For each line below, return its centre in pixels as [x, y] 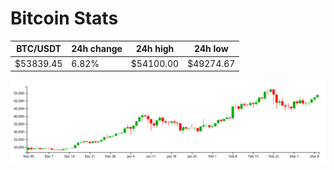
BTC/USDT [39, 49]
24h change [97, 49]
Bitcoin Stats [64, 18]
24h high [155, 49]
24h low [211, 49]
